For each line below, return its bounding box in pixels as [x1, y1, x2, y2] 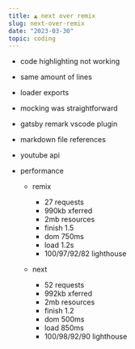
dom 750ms [44, 232, 85, 242]
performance [19, 166, 65, 176]
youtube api [19, 150, 61, 160]
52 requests [44, 280, 85, 290]
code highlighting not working [19, 57, 120, 66]
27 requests [44, 197, 85, 207]
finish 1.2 [44, 306, 74, 316]
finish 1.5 [44, 223, 74, 233]
